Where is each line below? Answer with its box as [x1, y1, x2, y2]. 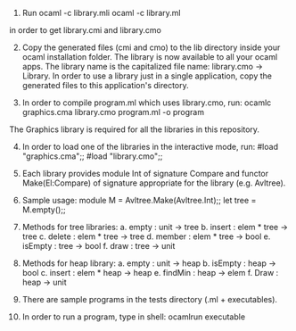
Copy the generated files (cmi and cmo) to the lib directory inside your [21, 42, 281, 53]
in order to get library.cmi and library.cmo [9, 25, 162, 35]
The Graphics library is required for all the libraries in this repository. [9, 124, 260, 135]
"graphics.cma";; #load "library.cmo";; [21, 151, 163, 161]
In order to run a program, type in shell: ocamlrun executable [21, 311, 246, 322]
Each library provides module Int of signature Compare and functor [21, 169, 269, 178]
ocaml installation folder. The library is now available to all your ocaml [21, 52, 278, 62]
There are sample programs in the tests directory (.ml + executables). [21, 294, 278, 304]
